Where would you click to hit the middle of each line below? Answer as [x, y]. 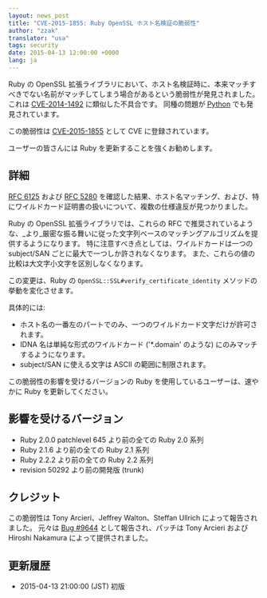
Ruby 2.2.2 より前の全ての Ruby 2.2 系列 [86, 460]
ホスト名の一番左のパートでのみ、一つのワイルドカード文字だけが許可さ [138, 324]
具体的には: [27, 307]
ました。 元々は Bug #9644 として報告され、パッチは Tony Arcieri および [128, 528]
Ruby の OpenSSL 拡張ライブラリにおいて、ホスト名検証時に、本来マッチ [129, 84]
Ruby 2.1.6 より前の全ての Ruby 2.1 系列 [84, 449]
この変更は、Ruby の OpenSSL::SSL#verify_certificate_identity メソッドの [133, 280]
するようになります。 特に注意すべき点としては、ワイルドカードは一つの [134, 243]
